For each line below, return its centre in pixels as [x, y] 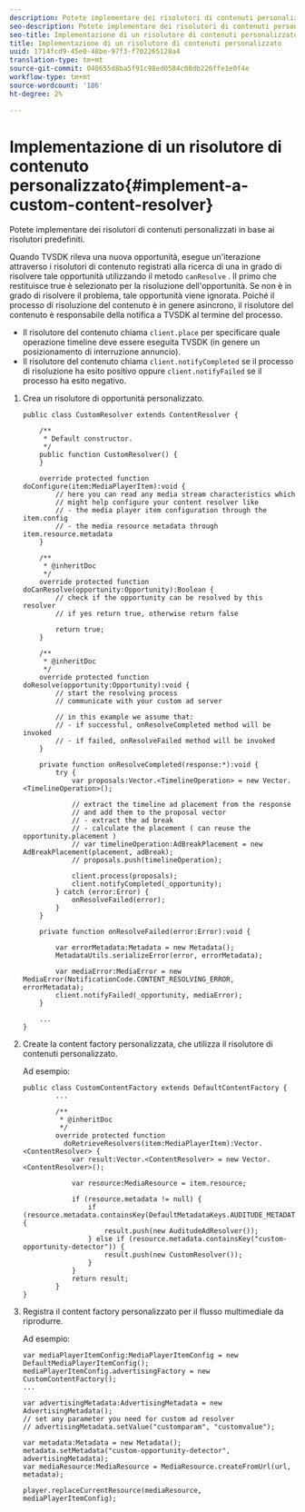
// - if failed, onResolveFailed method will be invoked [165, 741]
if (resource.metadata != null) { [137, 1199]
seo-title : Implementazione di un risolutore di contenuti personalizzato [154, 35]
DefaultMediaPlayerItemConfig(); [86, 1364]
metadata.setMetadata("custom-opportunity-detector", [126, 1451]
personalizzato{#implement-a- [129, 185]
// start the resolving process [117, 693]
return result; [100, 1279]
